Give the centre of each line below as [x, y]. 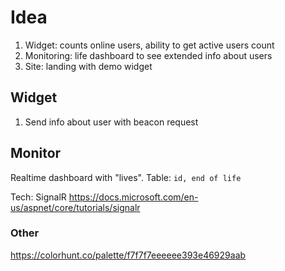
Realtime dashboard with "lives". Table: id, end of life [126, 177]
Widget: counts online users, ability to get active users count [149, 45]
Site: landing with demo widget [88, 66]
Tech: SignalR [38, 197]
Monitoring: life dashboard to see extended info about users [148, 55]
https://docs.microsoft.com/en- [133, 197]
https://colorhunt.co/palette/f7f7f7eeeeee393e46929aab [128, 255]
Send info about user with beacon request [111, 122]
